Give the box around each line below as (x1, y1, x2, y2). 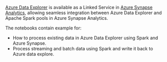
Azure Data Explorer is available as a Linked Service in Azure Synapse (5, 5, 153, 10)
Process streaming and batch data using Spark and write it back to (12, 46, 153, 51)
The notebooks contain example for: (5, 25, 82, 31)
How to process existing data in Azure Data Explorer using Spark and (12, 35, 158, 41)
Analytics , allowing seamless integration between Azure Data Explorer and (5, 10, 162, 16)
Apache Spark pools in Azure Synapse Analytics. (5, 15, 108, 21)
